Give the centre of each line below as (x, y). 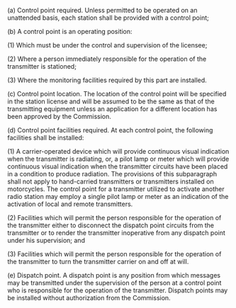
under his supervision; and (46, 240)
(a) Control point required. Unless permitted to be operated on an (102, 10)
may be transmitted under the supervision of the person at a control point (114, 283)
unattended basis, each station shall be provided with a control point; (108, 18)
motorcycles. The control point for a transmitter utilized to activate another (116, 189)
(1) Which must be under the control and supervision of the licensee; (107, 45)
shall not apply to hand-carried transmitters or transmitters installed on (111, 181)
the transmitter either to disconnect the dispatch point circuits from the (111, 225)
